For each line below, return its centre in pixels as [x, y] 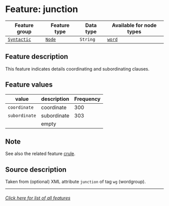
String [88, 39]
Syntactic [19, 39]
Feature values [29, 85]
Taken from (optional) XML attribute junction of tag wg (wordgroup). [75, 182]
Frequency [87, 99]
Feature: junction [42, 9]
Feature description [37, 57]
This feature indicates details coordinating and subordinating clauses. [77, 68]
